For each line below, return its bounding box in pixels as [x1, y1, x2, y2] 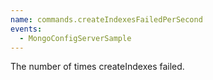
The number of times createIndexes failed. [10, 61, 185, 73]
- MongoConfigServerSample [19, 33, 132, 43]
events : [10, 24, 43, 34]
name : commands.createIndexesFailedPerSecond [10, 14, 203, 25]
